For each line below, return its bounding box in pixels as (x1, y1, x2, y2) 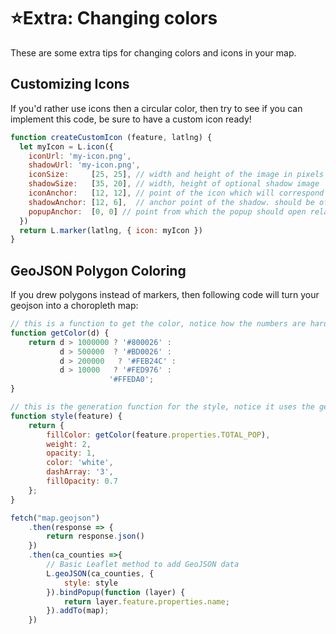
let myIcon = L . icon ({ (19, 141, 114, 152)
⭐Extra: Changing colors (10, 7, 218, 30)
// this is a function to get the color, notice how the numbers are (10, 319, 307, 329)
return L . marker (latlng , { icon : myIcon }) (19, 225, 203, 235)
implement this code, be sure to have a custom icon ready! (10, 113, 252, 125)
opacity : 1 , (46, 448, 97, 459)
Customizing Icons (10, 76, 130, 93)
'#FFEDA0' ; (108, 375, 155, 385)
